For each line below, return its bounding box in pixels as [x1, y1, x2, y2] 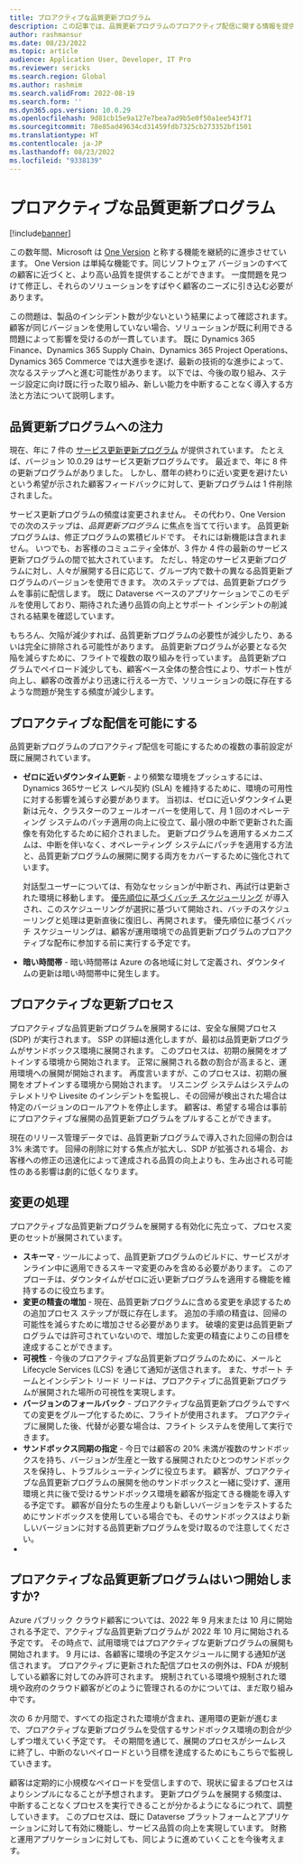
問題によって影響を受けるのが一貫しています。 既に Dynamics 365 [9, 333, 255, 344]
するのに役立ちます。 [30, 1284, 110, 1296]
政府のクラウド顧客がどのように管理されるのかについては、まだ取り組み [24, 1682, 294, 1693]
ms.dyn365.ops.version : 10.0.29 [9, 106, 131, 115]
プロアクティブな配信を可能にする [9, 715, 198, 731]
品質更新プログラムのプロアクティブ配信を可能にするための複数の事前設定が [9, 741, 293, 752]
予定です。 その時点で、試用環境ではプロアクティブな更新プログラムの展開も [9, 1636, 295, 1648]
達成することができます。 [22, 1341, 117, 1352]
